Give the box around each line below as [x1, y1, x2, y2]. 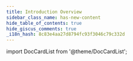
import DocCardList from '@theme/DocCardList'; [6, 48, 128, 55]
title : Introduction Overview [6, 8, 82, 15]
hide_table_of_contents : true [6, 20, 82, 26]
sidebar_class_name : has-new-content [6, 14, 101, 21]
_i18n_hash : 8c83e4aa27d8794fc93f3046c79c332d [6, 31, 125, 37]
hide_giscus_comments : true [6, 25, 77, 32]
